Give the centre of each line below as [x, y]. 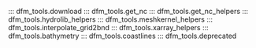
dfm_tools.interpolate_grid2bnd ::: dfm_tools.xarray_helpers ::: [108, 27]
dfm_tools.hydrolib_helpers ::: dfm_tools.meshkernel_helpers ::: [111, 19]
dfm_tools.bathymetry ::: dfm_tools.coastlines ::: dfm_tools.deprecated [122, 36]
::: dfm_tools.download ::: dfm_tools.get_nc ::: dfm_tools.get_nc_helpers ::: [128, 11]
